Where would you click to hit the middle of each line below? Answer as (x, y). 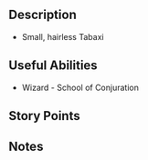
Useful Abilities (53, 66)
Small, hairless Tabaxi (63, 36)
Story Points (44, 116)
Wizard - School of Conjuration (80, 87)
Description (42, 15)
